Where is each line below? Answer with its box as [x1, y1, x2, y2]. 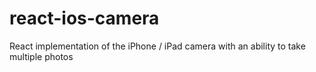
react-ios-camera [9, 7, 160, 30]
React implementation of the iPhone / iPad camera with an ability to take [9, 40, 306, 52]
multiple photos [9, 50, 74, 62]
